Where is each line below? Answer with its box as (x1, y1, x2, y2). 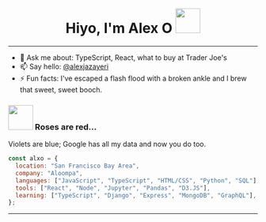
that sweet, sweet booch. (19, 85, 103, 94)
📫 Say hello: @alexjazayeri (19, 62, 109, 71)
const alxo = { (8, 155, 59, 163)
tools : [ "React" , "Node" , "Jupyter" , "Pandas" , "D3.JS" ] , (15, 184, 211, 192)
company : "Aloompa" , (15, 169, 83, 177)
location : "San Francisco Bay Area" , (15, 162, 140, 170)
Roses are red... (34, 121, 97, 132)
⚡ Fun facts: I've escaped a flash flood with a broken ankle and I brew (19, 73, 247, 83)
